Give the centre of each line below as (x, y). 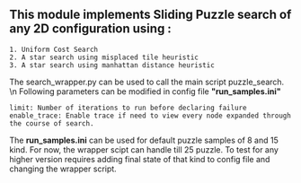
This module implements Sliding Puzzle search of (150, 15)
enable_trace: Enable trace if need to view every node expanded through (150, 116)
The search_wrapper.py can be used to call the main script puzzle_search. (147, 82)
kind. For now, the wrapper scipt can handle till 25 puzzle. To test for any (144, 149)
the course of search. (52, 123)
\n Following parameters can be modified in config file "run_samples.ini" (145, 91)
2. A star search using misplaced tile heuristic (104, 57)
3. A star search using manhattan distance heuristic (112, 65)
